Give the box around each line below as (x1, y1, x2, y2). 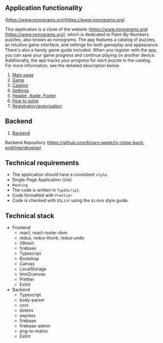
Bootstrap (19, 256, 40, 262)
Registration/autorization (12, 103, 62, 109)
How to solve (12, 97, 39, 104)
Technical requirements (5, 159, 79, 167)
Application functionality (5, 4, 83, 12)
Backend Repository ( (5, 139, 49, 145)
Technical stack (5, 211, 55, 220)
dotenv (19, 307, 34, 313)
